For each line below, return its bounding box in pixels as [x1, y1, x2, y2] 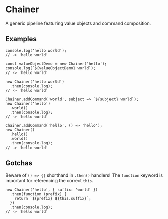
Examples [5, 35, 37, 43]
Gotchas [5, 159, 33, 167]
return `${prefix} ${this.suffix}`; [14, 196, 92, 201]
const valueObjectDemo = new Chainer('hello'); [5, 61, 107, 66]
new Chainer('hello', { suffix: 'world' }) [5, 187, 98, 192]
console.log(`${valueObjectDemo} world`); [5, 65, 96, 71]
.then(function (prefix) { [10, 191, 67, 197]
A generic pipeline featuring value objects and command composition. [5, 20, 151, 26]
